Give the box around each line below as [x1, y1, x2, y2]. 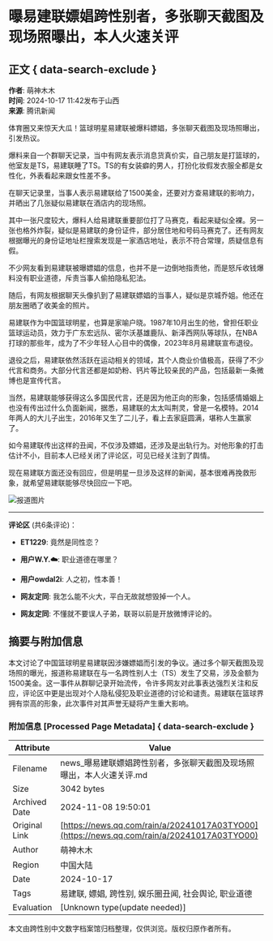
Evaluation [12, 902, 53, 913]
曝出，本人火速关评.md [60, 770, 148, 781]
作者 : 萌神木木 [8, 86, 55, 95]
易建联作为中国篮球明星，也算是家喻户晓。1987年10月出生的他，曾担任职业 [8, 318, 259, 327]
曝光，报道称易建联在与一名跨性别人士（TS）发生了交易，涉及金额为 [29, 668, 259, 677]
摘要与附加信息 [8, 634, 83, 649]
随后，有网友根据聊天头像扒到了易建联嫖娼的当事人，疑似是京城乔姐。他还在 [8, 290, 264, 300]
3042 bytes [60, 784, 105, 795]
